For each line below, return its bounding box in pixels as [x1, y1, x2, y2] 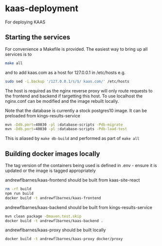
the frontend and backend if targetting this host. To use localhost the [5, 93, 143, 99]
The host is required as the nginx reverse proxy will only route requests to [5, 88, 153, 94]
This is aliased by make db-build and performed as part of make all [5, 135, 140, 141]
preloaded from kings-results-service [5, 113, 80, 118]
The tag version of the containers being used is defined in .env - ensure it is [5, 163, 157, 169]
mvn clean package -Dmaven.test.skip [5, 214, 82, 219]
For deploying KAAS [5, 19, 46, 25]
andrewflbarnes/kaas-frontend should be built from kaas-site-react [5, 177, 140, 183]
